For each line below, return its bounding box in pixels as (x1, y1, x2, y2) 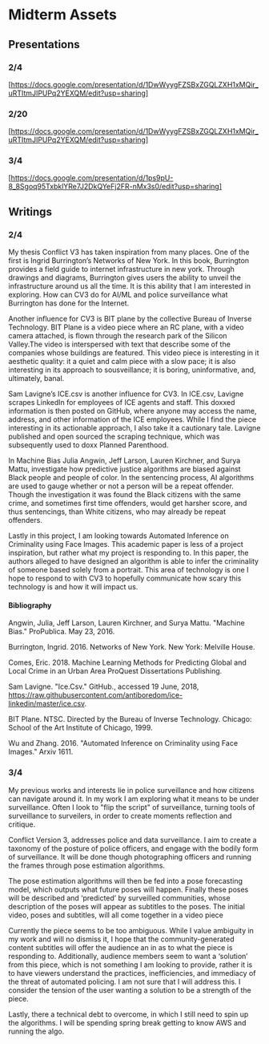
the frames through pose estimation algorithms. (8, 860, 166, 870)
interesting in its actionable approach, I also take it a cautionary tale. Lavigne (8, 423, 261, 433)
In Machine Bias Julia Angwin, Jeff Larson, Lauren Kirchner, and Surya (8, 455, 241, 466)
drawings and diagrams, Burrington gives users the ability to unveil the (8, 273, 242, 282)
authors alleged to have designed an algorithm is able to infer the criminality (8, 556, 259, 566)
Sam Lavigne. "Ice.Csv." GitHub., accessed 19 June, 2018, (8, 682, 199, 691)
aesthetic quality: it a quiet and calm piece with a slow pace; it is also (8, 357, 236, 366)
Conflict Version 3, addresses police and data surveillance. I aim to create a (8, 835, 258, 844)
